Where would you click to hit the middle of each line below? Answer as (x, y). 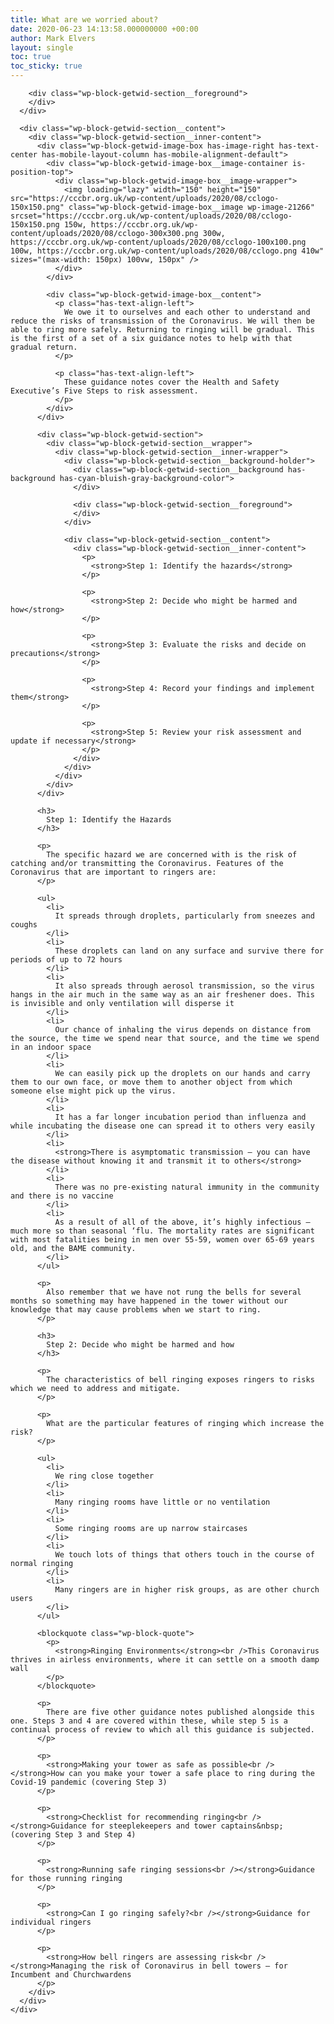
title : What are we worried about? (84, 19)
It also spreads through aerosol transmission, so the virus (184, 986)
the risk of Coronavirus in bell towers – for (189, 1966)
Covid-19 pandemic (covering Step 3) (89, 1782)
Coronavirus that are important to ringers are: (113, 872)
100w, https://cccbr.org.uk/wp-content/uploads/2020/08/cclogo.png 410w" (167, 251)
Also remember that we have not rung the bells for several (174, 1292)
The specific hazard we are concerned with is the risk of (172, 855)
